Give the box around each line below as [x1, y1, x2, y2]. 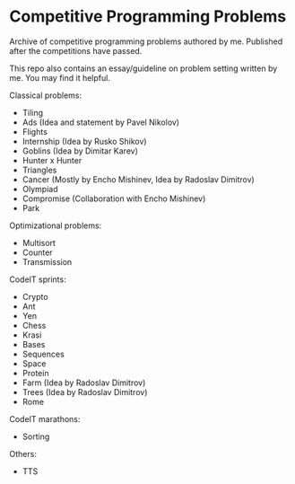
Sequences [22, 348, 65, 359]
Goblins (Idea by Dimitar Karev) [22, 145, 139, 156]
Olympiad [22, 183, 58, 194]
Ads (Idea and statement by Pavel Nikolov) [22, 117, 180, 128]
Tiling [22, 107, 43, 118]
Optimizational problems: [9, 220, 102, 231]
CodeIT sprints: [9, 274, 66, 285]
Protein [22, 367, 49, 378]
